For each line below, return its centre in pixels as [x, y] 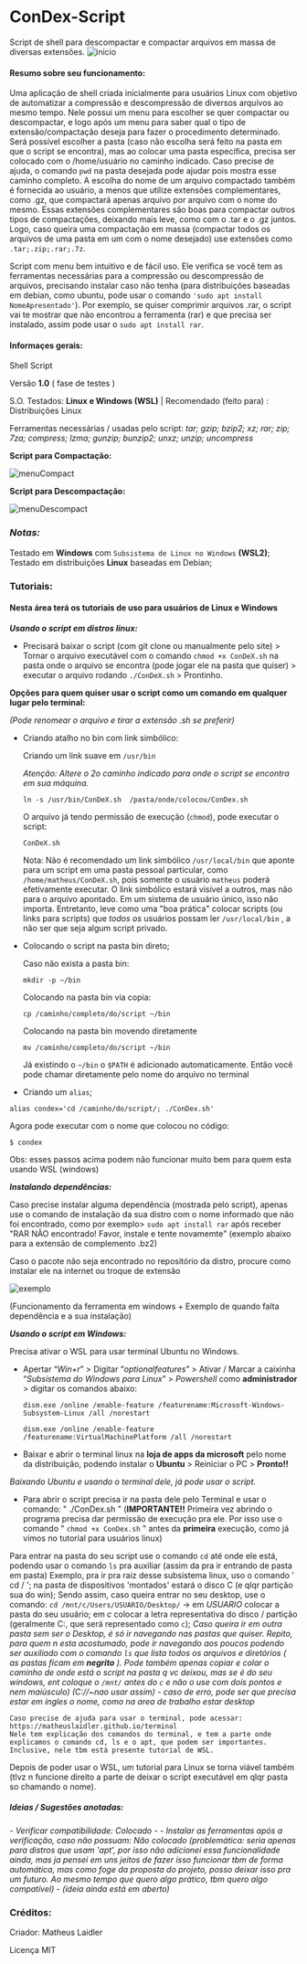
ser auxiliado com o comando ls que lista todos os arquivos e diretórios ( [148, 1652]
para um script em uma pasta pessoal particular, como [125, 869]
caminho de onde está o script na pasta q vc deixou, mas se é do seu [141, 1672]
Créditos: [31, 1912]
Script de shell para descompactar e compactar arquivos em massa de [143, 42]
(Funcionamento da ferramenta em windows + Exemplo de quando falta [145, 1306]
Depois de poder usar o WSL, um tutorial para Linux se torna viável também [152, 1767]
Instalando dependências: [61, 1186]
